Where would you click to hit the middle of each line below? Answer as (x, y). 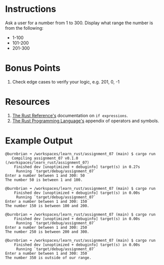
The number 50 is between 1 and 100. (44, 180)
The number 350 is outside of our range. (48, 258)
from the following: (24, 28)
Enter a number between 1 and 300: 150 (46, 201)
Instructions (31, 9)
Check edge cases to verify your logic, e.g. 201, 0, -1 (66, 82)
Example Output (39, 141)
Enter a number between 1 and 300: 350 (46, 253)
